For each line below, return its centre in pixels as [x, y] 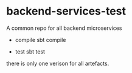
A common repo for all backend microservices [64, 28]
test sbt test [30, 51]
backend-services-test [66, 11]
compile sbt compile [40, 40]
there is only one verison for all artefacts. [58, 63]
